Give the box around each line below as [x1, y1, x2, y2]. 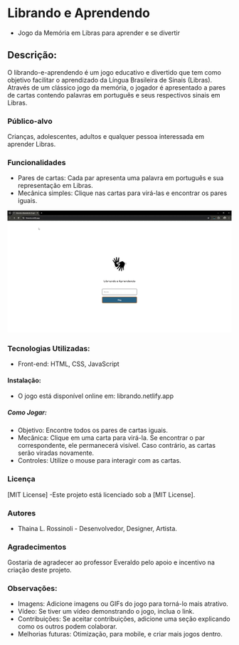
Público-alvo [7, 116, 53, 126]
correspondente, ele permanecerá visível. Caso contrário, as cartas [17, 441, 216, 450]
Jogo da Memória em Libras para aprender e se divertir [17, 28, 180, 37]
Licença [7, 474, 36, 484]
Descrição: [7, 49, 57, 61]
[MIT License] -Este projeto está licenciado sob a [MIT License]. [7, 490, 196, 499]
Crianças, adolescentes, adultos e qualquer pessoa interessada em [7, 132, 205, 141]
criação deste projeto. [7, 566, 73, 575]
